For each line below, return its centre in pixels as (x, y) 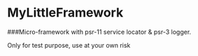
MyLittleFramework (65, 13)
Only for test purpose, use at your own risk (69, 45)
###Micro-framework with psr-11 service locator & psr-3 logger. (99, 32)
